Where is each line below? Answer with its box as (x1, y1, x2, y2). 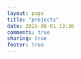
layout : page (7, 9, 44, 17)
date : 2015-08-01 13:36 (7, 22, 75, 29)
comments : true (7, 28, 50, 36)
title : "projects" (7, 16, 59, 23)
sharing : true (7, 35, 48, 42)
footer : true (7, 41, 44, 48)
